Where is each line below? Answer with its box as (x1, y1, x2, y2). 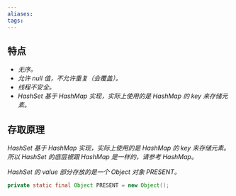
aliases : (7, 10, 33, 18)
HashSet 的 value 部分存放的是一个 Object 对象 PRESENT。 (7, 168, 181, 176)
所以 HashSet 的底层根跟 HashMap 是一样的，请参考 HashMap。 (7, 153, 198, 161)
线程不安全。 (17, 83, 55, 92)
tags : (7, 17, 23, 24)
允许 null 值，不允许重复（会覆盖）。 (17, 74, 123, 82)
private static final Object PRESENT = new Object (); (7, 182, 170, 189)
